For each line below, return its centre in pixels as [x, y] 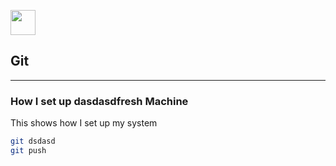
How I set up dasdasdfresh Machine [99, 101]
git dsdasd [33, 141]
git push [28, 150]
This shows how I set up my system [84, 123]
